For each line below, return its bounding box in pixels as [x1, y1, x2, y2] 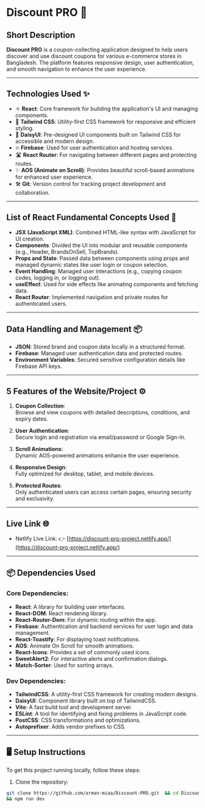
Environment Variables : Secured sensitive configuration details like [15, 356, 185, 364]
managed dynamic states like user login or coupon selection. [15, 261, 168, 268]
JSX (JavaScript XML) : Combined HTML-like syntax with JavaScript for [15, 228, 196, 236]
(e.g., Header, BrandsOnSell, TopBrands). [15, 248, 120, 255]
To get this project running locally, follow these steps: [6, 766, 141, 774]
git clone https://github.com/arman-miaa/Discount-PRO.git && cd [6, 790, 179, 796]
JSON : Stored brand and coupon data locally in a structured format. [15, 343, 186, 350]
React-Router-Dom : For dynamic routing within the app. [15, 616, 157, 623]
